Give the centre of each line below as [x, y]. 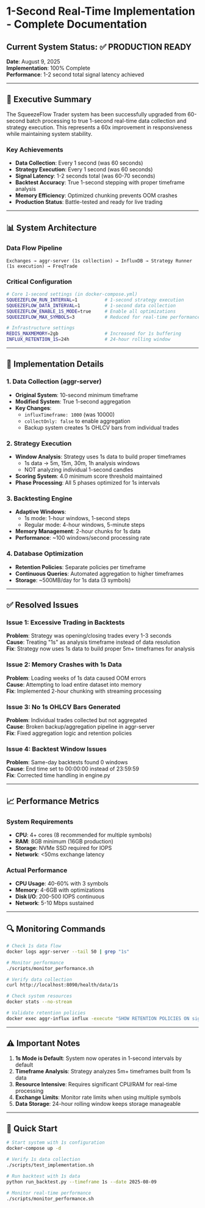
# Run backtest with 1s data [43, 1176]
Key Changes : [33, 408]
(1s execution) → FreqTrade [42, 266]
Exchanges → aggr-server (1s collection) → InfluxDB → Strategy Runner [99, 261]
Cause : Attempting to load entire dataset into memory [74, 684]
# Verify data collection [39, 979]
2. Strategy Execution [39, 443]
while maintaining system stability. [49, 133]
